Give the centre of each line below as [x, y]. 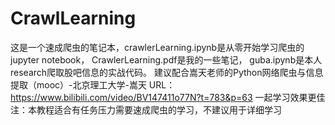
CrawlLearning [73, 18]
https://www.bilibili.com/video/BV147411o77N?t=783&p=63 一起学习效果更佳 [168, 97]
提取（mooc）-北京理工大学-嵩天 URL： [93, 84]
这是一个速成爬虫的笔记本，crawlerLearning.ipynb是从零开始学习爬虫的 [157, 47]
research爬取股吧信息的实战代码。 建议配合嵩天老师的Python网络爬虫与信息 [167, 72]
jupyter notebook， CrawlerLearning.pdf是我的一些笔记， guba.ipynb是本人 [166, 59]
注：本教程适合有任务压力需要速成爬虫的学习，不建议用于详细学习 [146, 109]
